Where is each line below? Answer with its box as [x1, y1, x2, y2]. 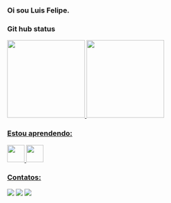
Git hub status [7, 23, 56, 33]
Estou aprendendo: [7, 128, 73, 138]
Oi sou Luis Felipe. [7, 6, 70, 15]
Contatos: [7, 173, 41, 182]
